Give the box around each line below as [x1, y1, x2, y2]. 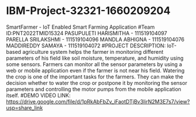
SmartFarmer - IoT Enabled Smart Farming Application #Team [6, 23, 155, 30]
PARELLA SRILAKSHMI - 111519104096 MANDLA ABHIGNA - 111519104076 [6, 36, 185, 43]
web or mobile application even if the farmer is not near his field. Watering [6, 67, 185, 74]
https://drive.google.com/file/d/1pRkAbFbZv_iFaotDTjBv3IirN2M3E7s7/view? [6, 98, 190, 105]
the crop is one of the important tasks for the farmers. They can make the [6, 73, 183, 80]
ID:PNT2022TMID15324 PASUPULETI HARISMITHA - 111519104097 [6, 29, 167, 36]
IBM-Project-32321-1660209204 [6, 4, 171, 18]
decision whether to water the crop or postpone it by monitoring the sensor [6, 79, 187, 86]
